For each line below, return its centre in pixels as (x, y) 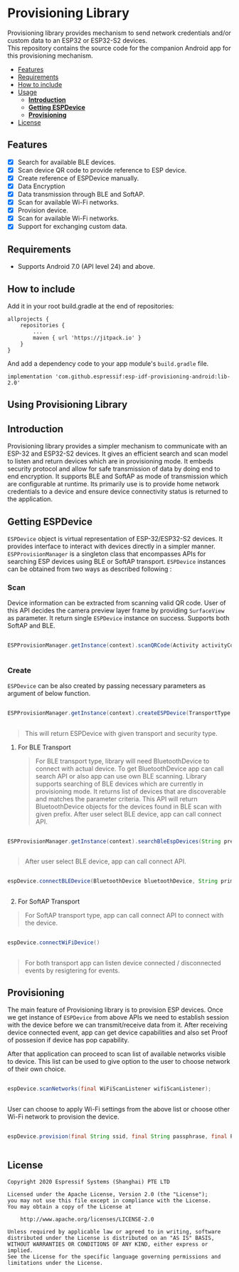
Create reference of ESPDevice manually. (78, 178)
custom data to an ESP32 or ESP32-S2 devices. (78, 40)
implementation (30, 376)
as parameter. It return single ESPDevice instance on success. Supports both (118, 618)
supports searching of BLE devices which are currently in (119, 784)
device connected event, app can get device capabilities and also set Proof (118, 1032)
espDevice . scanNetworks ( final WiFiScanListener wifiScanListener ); (110, 1089)
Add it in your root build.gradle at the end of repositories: (91, 306)
